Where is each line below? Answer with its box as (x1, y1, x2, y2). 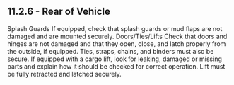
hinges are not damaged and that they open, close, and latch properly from (7, 39, 226, 48)
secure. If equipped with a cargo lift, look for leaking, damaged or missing (7, 55, 223, 63)
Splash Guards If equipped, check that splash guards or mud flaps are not (7, 24, 223, 33)
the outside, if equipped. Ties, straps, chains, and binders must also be (7, 47, 214, 55)
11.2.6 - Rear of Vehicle (7, 6, 111, 18)
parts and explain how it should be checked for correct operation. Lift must (7, 62, 226, 70)
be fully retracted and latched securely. (7, 69, 122, 78)
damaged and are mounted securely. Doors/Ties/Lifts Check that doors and (7, 32, 228, 40)
